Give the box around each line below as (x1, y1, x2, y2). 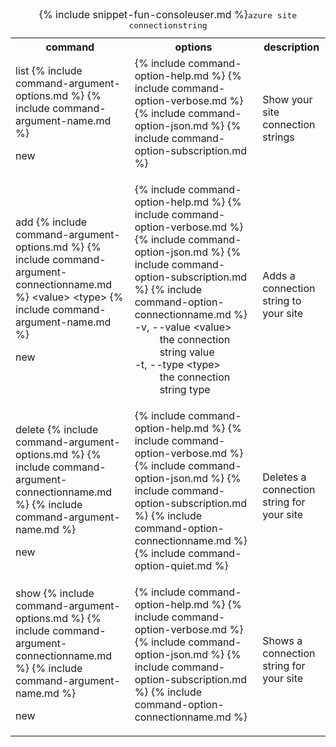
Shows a (262, 634, 303, 647)
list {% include (15, 64, 83, 77)
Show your (262, 93, 313, 106)
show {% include (15, 587, 95, 600)
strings (262, 130, 295, 144)
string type (159, 383, 211, 396)
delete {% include (15, 423, 99, 436)
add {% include (15, 215, 88, 229)
